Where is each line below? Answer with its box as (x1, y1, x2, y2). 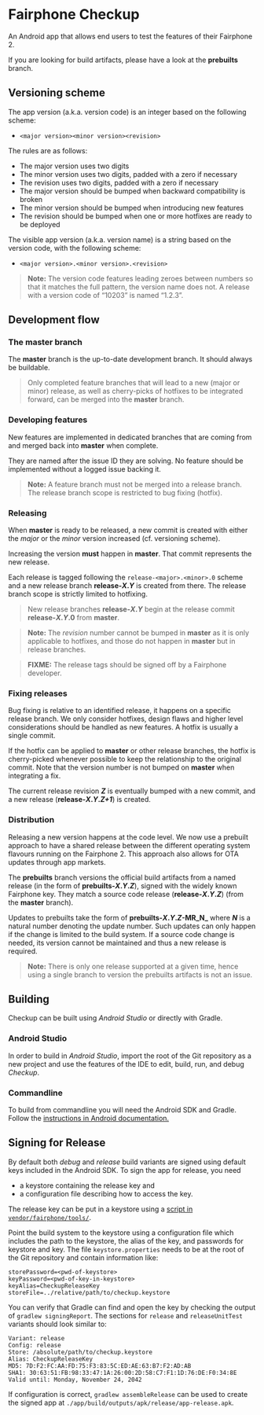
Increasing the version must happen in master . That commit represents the (8, 549, 252, 559)
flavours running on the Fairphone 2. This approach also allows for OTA (8, 849, 240, 858)
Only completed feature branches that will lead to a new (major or (27, 378, 240, 388)
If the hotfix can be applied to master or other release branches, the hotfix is (8, 746, 256, 755)
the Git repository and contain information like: (8, 1252, 159, 1262)
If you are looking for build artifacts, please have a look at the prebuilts (8, 55, 238, 64)
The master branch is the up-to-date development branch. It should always (8, 355, 253, 364)
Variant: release (8, 1334, 65, 1342)
